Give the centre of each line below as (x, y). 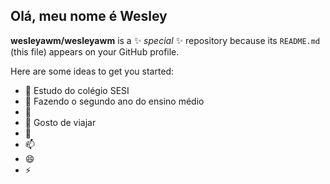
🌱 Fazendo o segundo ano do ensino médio (114, 101)
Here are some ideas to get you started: (92, 71)
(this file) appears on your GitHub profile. (95, 51)
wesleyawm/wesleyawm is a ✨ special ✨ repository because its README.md (165, 40)
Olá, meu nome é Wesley (89, 16)
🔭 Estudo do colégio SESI (77, 90)
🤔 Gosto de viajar (60, 122)
